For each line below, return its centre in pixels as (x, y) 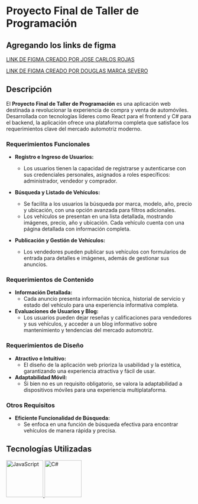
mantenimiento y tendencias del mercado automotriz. (88, 330)
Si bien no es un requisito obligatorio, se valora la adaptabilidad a (103, 383)
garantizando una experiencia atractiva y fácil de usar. (90, 371)
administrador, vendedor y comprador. (70, 181)
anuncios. (35, 265)
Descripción (29, 90)
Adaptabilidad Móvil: (41, 377)
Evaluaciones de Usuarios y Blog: (56, 311)
